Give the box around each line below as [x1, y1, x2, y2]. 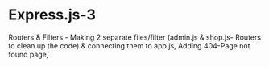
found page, [8, 49, 49, 59]
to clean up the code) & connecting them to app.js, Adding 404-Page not [8, 40, 250, 50]
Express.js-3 [8, 6, 97, 24]
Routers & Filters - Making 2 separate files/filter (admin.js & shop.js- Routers [8, 32, 262, 42]
